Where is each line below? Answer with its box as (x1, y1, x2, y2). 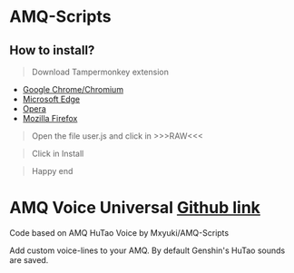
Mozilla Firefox (22, 113, 78, 123)
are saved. (9, 254, 49, 265)
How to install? (9, 43, 95, 58)
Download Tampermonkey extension (31, 66, 170, 77)
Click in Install (31, 148, 84, 159)
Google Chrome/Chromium (22, 84, 124, 94)
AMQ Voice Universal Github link (9, 198, 261, 219)
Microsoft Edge (22, 93, 81, 104)
